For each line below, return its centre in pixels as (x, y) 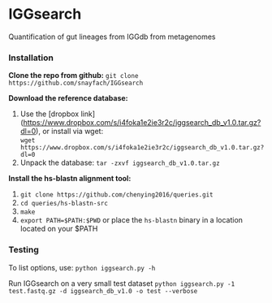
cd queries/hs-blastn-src (64, 204)
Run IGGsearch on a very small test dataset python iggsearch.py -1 (122, 283)
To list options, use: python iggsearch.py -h (82, 267)
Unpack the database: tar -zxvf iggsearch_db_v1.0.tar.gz (120, 162)
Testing (24, 250)
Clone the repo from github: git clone (73, 76)
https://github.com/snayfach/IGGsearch (76, 83)
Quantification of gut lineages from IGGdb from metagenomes (112, 37)
